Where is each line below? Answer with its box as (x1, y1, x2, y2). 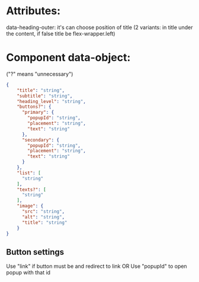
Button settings (6, 247, 65, 257)
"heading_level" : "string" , (17, 98, 86, 104)
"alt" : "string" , (21, 214, 65, 220)
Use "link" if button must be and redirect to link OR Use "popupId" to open (6, 262, 188, 270)
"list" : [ (17, 170, 41, 176)
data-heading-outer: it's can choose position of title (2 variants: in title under (6, 24, 193, 31)
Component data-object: (6, 51, 131, 65)
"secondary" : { (21, 137, 60, 143)
